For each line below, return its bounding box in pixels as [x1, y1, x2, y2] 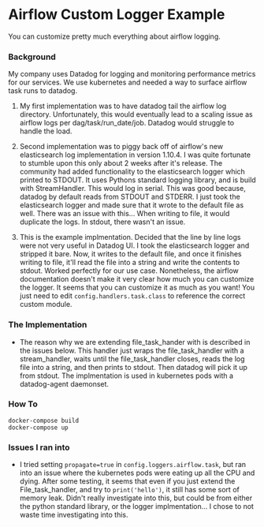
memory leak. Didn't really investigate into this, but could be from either [19, 493, 253, 503]
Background [8, 51, 57, 62]
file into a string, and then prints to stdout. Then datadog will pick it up [19, 362, 248, 372]
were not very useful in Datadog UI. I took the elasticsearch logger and [19, 241, 250, 250]
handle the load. [19, 126, 73, 136]
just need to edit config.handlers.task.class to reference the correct [19, 291, 246, 301]
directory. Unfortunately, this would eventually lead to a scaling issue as [19, 110, 254, 119]
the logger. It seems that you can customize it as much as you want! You [19, 282, 255, 293]
